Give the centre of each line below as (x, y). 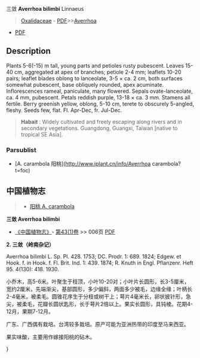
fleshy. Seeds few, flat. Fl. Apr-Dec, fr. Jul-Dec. (64, 110)
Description (28, 51)
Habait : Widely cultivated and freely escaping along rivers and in (101, 122)
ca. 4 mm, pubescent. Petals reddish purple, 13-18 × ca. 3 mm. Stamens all (98, 97)
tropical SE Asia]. (42, 134)
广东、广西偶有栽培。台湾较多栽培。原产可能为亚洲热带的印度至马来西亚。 (98, 324)
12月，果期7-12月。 (30, 311)
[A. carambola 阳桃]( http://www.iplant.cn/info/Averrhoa (83, 164)
